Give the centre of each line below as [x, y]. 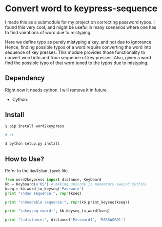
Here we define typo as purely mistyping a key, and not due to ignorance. [79, 42]
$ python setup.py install [32, 144]
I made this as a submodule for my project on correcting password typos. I [80, 22]
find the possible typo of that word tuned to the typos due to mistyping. [77, 63]
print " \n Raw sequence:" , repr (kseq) [43, 193]
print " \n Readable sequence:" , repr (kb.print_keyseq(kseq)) [68, 202]
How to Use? [25, 159]
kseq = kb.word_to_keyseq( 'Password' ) [44, 189]
